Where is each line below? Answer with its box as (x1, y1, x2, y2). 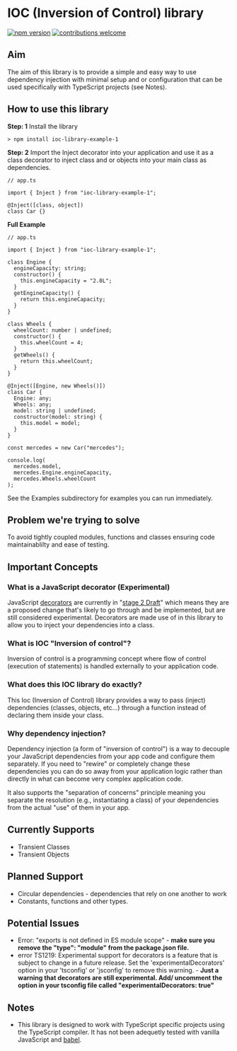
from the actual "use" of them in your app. (7, 803, 131, 811)
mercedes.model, (13, 463, 62, 470)
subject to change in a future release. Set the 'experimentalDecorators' (17, 958, 225, 967)
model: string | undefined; (13, 407, 97, 414)
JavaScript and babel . (17, 1035, 82, 1044)
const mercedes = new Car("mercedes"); (7, 444, 125, 451)
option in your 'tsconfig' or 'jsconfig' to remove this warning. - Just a (17, 966, 219, 975)
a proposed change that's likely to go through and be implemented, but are (7, 606, 226, 615)
